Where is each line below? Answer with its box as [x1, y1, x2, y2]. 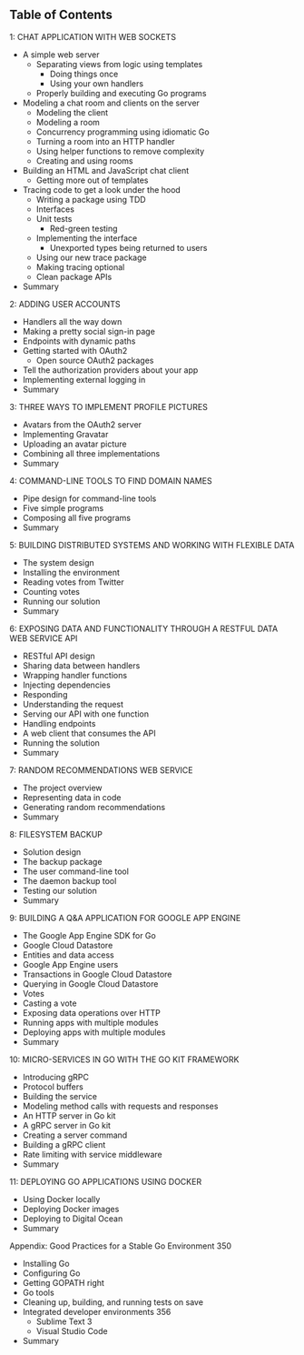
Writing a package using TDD [35, 194, 147, 205]
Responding [22, 688, 68, 699]
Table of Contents [9, 7, 113, 23]
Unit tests [35, 213, 73, 224]
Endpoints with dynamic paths [22, 336, 136, 346]
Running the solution [22, 737, 100, 748]
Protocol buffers [22, 1081, 83, 1092]
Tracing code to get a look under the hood [22, 184, 181, 195]
